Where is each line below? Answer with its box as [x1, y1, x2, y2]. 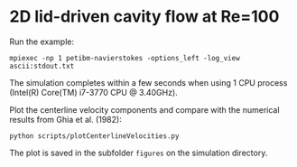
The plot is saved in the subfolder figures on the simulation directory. [9, 147, 268, 158]
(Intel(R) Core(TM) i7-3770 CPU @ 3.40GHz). [9, 87, 178, 97]
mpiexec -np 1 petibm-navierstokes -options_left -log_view [9, 53, 241, 62]
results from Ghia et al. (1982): [9, 114, 122, 125]
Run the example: [9, 36, 75, 47]
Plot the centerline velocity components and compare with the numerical [9, 104, 280, 115]
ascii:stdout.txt [9, 61, 75, 70]
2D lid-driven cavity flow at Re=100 [9, 6, 280, 27]
